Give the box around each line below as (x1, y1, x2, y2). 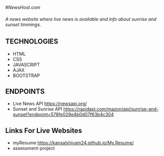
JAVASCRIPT (12, 61, 40, 68)
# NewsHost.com (5, 5, 41, 10)
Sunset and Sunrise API (12, 106, 63, 112)
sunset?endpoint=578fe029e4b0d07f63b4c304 (12, 112, 114, 118)
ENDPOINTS (5, 87, 45, 96)
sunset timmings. (5, 21, 42, 28)
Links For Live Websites (5, 126, 83, 135)
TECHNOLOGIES (5, 37, 59, 46)
